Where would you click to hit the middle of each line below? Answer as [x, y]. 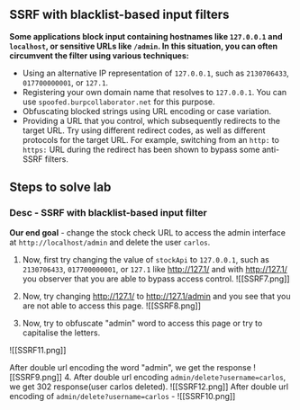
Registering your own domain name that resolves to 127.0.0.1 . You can [155, 92]
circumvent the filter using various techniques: [99, 55]
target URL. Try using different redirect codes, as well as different [144, 130]
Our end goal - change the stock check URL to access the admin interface [148, 232]
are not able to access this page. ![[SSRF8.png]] [111, 306]
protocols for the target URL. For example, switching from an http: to [150, 139]
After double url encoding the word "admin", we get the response [131, 367]
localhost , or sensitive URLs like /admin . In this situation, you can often [144, 46]
